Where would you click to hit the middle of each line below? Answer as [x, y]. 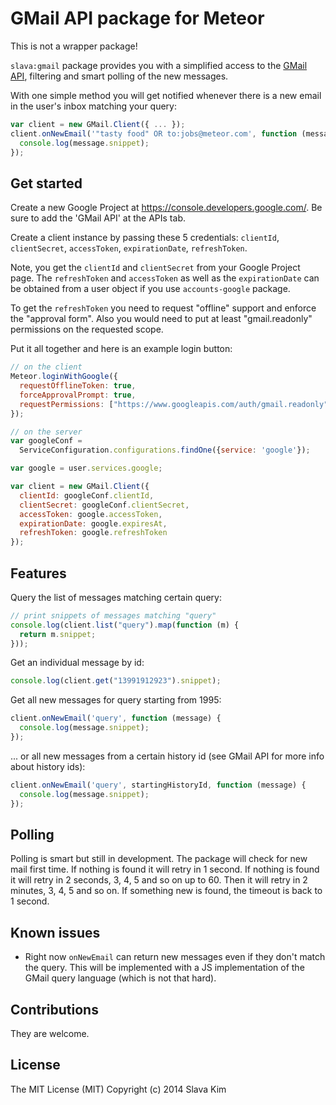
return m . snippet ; [58, 634]
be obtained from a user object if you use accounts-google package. [150, 289]
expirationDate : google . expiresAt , [93, 523]
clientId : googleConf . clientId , [87, 495]
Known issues [55, 932]
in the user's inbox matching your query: [93, 106]
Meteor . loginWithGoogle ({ [64, 377]
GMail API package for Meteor [137, 18]
